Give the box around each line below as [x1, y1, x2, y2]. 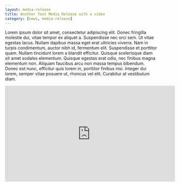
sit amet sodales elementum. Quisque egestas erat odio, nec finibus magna [5, 56, 156, 61]
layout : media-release [5, 7, 51, 12]
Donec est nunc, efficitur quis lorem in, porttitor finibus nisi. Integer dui [5, 66, 147, 72]
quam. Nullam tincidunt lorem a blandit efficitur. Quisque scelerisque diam [5, 50, 153, 56]
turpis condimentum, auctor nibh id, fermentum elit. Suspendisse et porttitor [5, 45, 157, 51]
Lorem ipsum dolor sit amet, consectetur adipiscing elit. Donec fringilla [5, 30, 147, 36]
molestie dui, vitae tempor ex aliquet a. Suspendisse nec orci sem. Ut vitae [5, 35, 154, 40]
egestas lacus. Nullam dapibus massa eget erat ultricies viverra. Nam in [5, 40, 148, 46]
